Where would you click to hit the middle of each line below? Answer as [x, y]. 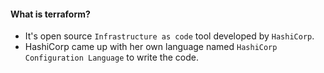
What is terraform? [50, 14]
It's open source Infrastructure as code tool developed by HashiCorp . [169, 36]
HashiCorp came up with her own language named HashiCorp [151, 47]
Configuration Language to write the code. [111, 57]
